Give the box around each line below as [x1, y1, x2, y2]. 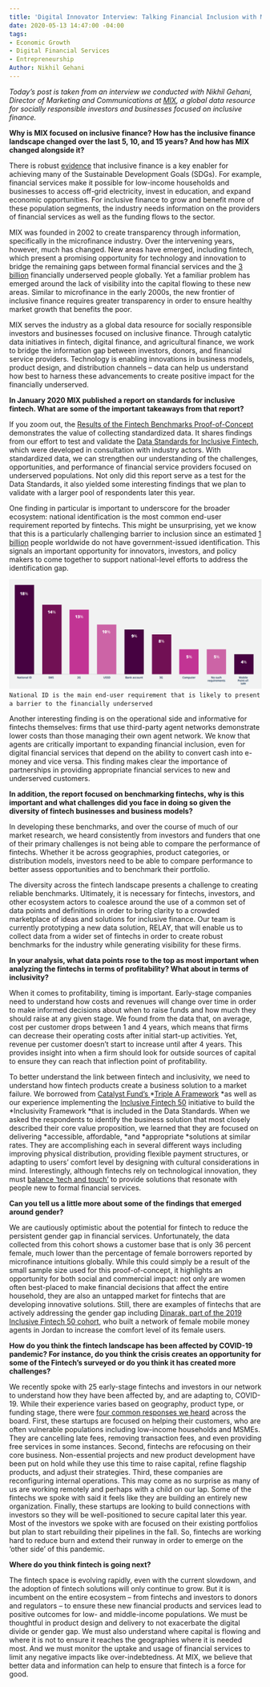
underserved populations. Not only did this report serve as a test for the [9, 470, 247, 480]
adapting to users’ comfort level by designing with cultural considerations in [9, 1157, 260, 1167]
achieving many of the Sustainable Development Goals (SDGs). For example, [9, 169, 262, 178]
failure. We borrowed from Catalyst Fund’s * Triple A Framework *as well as [9, 1089, 257, 1099]
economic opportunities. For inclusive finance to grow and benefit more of [9, 194, 255, 204]
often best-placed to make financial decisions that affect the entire [9, 1282, 229, 1292]
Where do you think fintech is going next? [9, 1559, 151, 1569]
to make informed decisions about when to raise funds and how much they [9, 1005, 256, 1014]
